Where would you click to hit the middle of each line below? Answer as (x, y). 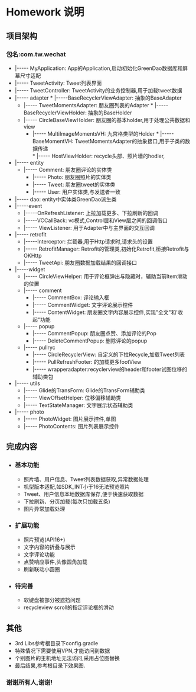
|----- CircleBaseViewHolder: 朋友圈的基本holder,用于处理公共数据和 (107, 120)
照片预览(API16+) (44, 539)
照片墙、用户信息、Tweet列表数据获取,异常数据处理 (86, 479)
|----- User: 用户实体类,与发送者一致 (76, 192)
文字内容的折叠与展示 (49, 547)
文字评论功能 (39, 554)
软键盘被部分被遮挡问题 (52, 600)
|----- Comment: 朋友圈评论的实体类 (68, 169)
